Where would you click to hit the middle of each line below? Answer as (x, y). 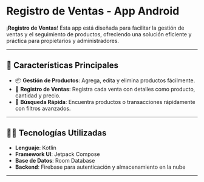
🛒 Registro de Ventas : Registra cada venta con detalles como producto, (105, 89)
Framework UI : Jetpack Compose (57, 154)
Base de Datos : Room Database (55, 160)
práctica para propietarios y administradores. (63, 41)
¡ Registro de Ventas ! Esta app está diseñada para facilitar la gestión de (95, 28)
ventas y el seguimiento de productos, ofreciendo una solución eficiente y (99, 34)
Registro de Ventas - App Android (93, 11)
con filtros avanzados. (43, 108)
